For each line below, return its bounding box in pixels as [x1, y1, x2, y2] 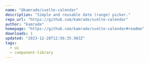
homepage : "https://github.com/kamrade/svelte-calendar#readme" [5, 26, 144, 31]
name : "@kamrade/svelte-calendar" [5, 7, 79, 13]
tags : [5, 41, 17, 46]
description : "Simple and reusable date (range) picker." [5, 12, 131, 17]
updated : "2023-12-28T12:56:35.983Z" [5, 36, 85, 41]
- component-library [10, 50, 53, 55]
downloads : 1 [5, 31, 33, 36]
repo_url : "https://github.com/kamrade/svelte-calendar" [5, 17, 129, 22]
